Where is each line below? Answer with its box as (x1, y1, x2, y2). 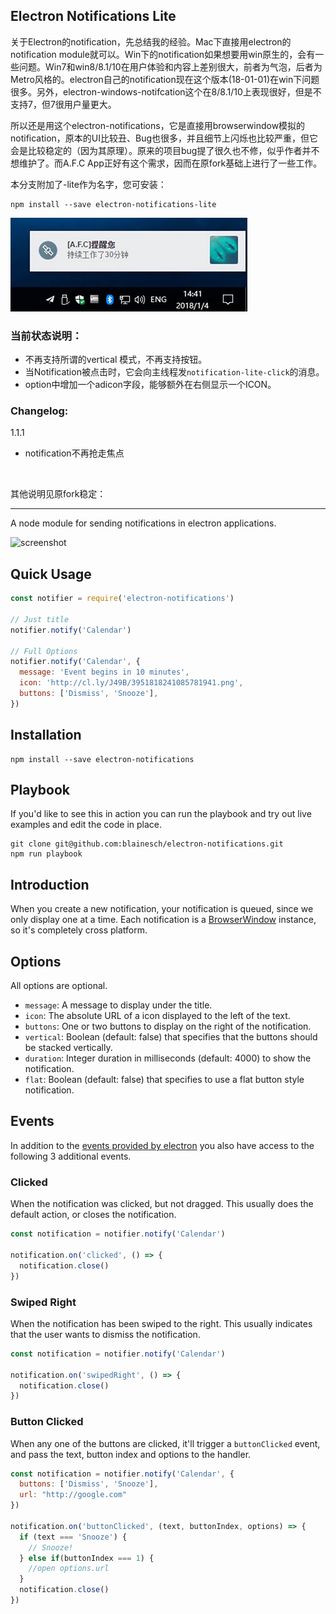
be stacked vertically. (24, 1042, 113, 1054)
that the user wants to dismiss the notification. (10, 1328, 201, 1340)
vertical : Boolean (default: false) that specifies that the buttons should (24, 1031, 318, 1043)
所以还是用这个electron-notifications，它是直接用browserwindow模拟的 (10, 119, 306, 131)
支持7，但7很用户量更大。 (10, 98, 117, 110)
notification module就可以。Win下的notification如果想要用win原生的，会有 (10, 48, 316, 60)
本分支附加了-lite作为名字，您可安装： (10, 178, 167, 190)
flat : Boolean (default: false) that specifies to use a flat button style (24, 1074, 305, 1086)
